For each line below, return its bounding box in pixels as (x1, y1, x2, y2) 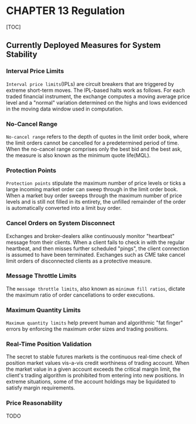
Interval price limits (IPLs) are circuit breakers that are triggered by (6, 80, 174, 87)
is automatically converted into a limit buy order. (6, 205, 122, 212)
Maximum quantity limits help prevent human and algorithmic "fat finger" (6, 319, 183, 326)
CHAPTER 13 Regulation (6, 4, 125, 18)
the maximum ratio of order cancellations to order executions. (6, 291, 155, 298)
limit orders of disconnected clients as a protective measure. (6, 257, 152, 264)
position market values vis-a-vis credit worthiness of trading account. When (6, 360, 190, 367)
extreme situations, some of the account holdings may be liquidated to (6, 378, 176, 385)
